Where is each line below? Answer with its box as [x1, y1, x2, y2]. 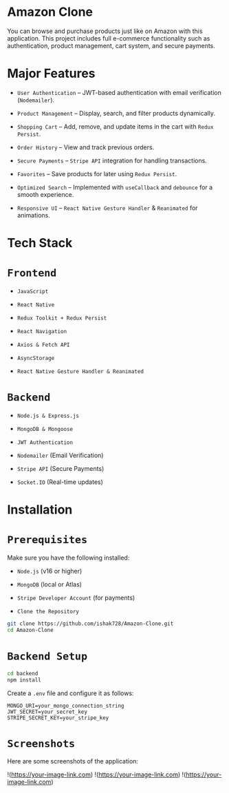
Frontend [7, 266, 57, 279]
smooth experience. [17, 190, 74, 198]
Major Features [7, 66, 96, 81]
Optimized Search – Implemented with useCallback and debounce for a [17, 183, 213, 191]
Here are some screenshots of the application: [7, 757, 139, 765]
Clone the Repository [17, 609, 79, 615]
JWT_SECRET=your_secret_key [7, 708, 88, 715]
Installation [7, 502, 73, 518]
